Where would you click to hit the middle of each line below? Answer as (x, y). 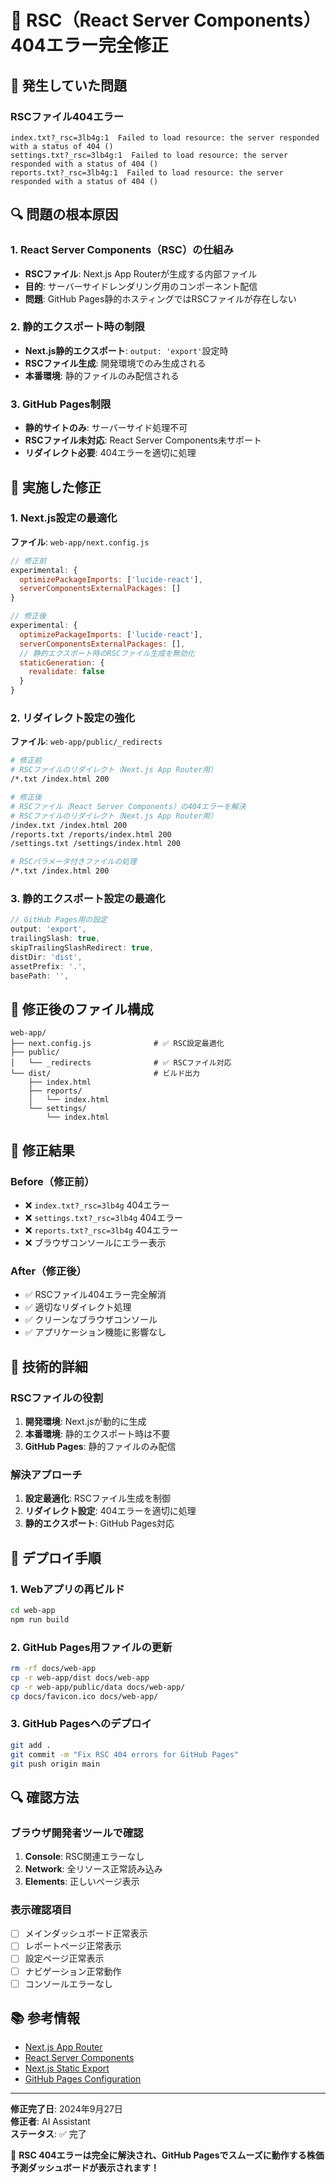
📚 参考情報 (45, 2018)
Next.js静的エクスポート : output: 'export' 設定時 (126, 350)
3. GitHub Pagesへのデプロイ (81, 1724)
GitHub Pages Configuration (83, 2079)
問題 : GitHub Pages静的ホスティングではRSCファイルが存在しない (160, 298)
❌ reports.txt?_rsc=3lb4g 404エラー (101, 1230)
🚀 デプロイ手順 (56, 1557)
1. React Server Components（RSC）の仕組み (122, 250)
